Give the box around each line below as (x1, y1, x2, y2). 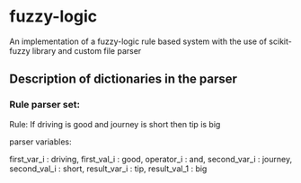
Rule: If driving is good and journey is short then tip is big (9, 118, 221, 129)
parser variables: (9, 136, 72, 147)
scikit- (269, 36, 292, 47)
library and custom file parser (31, 45, 142, 56)
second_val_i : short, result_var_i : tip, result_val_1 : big (9, 163, 208, 174)
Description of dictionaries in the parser (9, 72, 238, 87)
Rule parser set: (9, 99, 81, 111)
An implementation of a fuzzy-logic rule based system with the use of (9, 36, 268, 47)
